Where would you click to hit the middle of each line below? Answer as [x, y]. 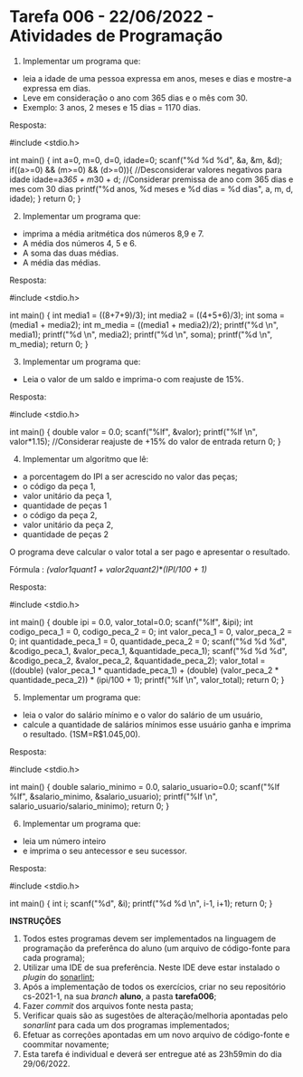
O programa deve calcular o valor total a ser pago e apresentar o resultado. [150, 552]
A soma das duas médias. [71, 253]
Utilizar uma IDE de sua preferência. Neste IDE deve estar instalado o [151, 967]
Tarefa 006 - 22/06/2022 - [112, 17]
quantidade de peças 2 [66, 534]
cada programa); [54, 957]
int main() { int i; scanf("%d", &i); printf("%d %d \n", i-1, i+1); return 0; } [141, 903]
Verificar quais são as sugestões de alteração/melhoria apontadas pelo [155, 1015]
